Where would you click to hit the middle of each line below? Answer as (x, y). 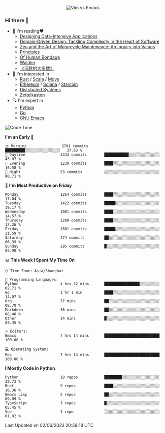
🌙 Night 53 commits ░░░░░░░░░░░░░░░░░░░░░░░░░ (82, 172)
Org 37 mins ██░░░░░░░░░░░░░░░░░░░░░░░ (82, 301)
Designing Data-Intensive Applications (58, 36)
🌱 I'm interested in (31, 74)
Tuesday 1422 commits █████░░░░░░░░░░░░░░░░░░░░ (82, 203)
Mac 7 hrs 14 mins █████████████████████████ (82, 355)
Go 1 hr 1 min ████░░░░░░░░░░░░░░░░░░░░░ (82, 293)
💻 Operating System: (27, 349)
